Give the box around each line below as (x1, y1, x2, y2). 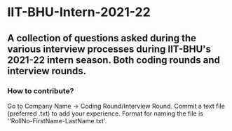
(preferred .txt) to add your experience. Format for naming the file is (7, 109, 203, 118)
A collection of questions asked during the (7, 32, 196, 44)
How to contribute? (7, 85, 74, 95)
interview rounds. (7, 64, 87, 77)
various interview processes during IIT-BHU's (7, 43, 212, 55)
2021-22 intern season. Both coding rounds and (7, 54, 221, 66)
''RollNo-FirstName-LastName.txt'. (7, 116, 107, 125)
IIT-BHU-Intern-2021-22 (7, 4, 151, 20)
